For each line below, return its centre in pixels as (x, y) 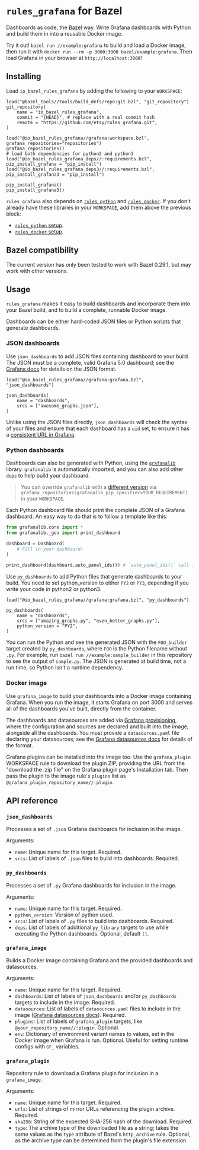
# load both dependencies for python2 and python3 (70, 154)
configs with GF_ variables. (47, 1046)
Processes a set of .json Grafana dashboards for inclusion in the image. (94, 829)
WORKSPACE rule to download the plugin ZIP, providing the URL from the (96, 763)
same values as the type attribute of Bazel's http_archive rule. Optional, (102, 1134)
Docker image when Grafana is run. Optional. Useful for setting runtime (101, 1040)
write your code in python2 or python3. (54, 589)
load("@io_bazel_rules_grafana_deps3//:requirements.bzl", (81, 169)
